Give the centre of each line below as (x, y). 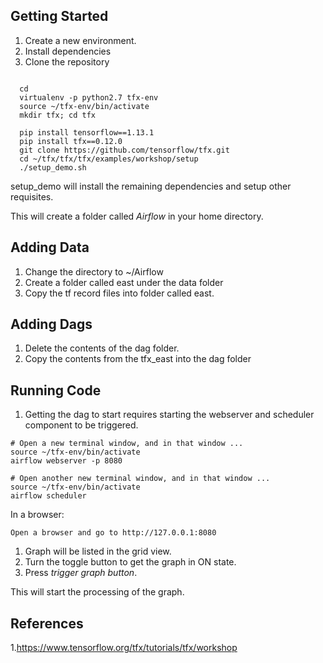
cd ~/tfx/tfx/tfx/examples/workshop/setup (109, 159)
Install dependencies (68, 51)
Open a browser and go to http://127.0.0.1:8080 (113, 533)
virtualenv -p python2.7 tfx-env (89, 97)
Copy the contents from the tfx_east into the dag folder (138, 359)
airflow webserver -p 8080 (66, 461)
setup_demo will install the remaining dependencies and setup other (151, 186)
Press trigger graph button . (81, 573)
